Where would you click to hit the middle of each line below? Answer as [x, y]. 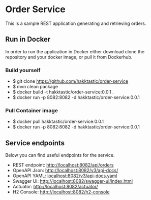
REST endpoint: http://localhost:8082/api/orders [63, 165]
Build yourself [23, 70]
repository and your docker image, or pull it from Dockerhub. [69, 57]
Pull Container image [32, 110]
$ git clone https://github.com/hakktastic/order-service [70, 81]
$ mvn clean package [35, 87]
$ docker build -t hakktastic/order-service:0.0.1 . [63, 92]
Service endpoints [35, 143]
